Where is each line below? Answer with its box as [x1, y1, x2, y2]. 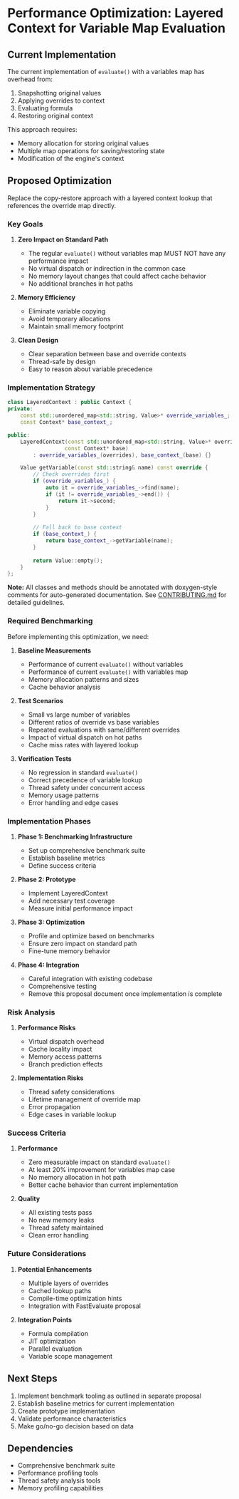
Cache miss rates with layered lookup [28, 740, 139, 749]
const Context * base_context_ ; [20, 419, 113, 426]
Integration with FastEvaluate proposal [28, 1302, 141, 1310]
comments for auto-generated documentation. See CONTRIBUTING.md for [7, 591, 227, 599]
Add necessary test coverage [28, 896, 115, 905]
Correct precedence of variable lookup [28, 775, 143, 784]
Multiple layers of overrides [28, 1279, 109, 1287]
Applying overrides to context [17, 96, 105, 105]
